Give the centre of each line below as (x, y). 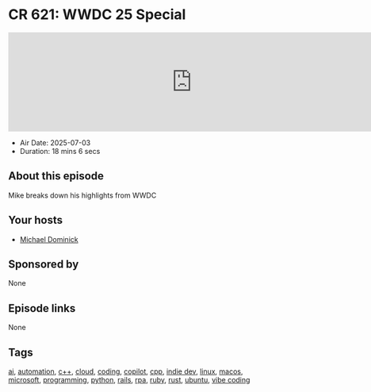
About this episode (56, 176)
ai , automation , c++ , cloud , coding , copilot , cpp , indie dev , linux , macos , (126, 371)
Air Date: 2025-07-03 (55, 142)
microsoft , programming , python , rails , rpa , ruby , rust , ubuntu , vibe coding (129, 380)
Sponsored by (44, 264)
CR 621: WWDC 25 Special (97, 15)
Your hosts (36, 220)
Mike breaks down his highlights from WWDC (82, 195)
